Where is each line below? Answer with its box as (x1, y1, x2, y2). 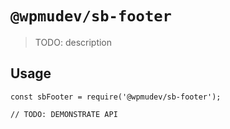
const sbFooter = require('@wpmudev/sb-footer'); (10, 92, 222, 102)
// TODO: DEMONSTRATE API (10, 109, 118, 119)
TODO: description (34, 36, 113, 48)
